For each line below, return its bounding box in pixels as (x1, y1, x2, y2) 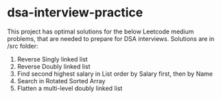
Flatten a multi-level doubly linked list (16, 84, 123, 92)
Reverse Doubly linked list (16, 62, 91, 70)
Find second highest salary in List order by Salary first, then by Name (16, 70, 213, 78)
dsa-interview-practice (7, 5, 143, 20)
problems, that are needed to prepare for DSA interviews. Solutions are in (7, 34, 215, 42)
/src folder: (7, 42, 39, 50)
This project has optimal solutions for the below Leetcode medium (7, 27, 194, 36)
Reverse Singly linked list (16, 55, 88, 63)
